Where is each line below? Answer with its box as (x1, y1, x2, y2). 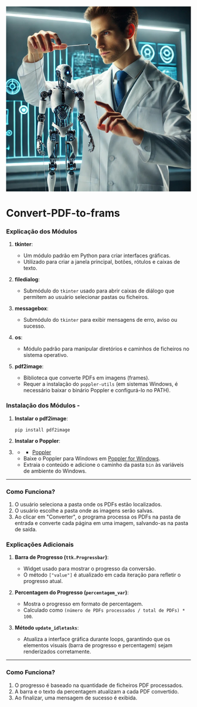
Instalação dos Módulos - (6, 402, 80, 410)
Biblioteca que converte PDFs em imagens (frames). (23, 374, 150, 382)
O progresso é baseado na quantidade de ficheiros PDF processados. (14, 682, 184, 689)
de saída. (14, 526, 37, 533)
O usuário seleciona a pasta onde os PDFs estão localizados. (14, 501, 162, 508)
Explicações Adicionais (6, 541, 74, 548)
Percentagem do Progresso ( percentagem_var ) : (14, 589, 129, 596)
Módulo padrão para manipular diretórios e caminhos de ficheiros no (23, 345, 189, 352)
